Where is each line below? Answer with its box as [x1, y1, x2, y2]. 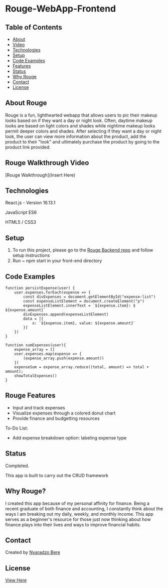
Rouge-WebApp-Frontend [5, 3, 116, 15]
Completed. [5, 463, 30, 469]
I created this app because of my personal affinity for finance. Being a [5, 500, 149, 506]
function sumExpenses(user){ [5, 343, 66, 348]
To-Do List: [5, 425, 29, 431]
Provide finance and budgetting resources [12, 415, 100, 421]
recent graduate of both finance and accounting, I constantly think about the [5, 505, 163, 512]
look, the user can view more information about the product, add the [5, 133, 146, 139]
